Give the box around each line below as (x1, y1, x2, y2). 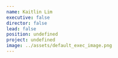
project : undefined (6, 37, 56, 43)
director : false (6, 20, 47, 26)
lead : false (6, 25, 36, 32)
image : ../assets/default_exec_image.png (6, 43, 113, 49)
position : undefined (6, 31, 59, 37)
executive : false (6, 14, 50, 21)
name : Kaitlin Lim (6, 8, 53, 15)
